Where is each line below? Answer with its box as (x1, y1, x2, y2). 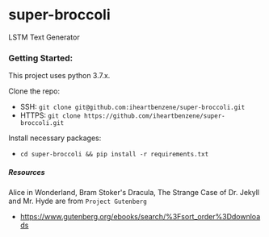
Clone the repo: (8, 86, 61, 96)
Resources (8, 167, 46, 177)
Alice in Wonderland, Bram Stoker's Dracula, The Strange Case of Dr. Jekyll (8, 188, 260, 197)
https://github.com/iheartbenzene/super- (83, 112, 225, 120)
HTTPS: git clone (19, 110, 81, 120)
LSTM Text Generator (8, 32, 80, 42)
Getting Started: (8, 52, 74, 64)
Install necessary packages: (8, 133, 102, 143)
